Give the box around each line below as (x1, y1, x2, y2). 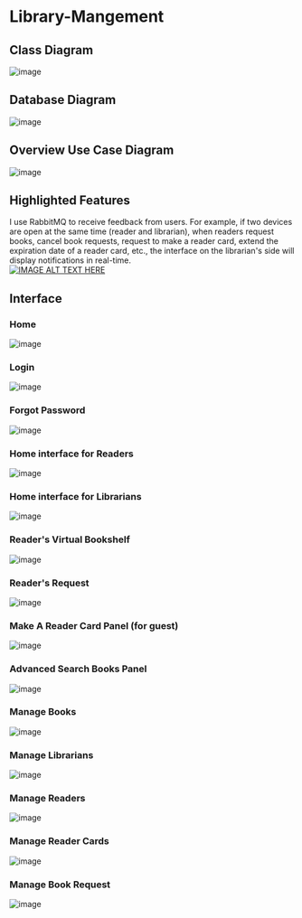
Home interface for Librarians (9, 490, 142, 502)
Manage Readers (9, 792, 86, 805)
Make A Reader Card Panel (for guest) (9, 619, 179, 632)
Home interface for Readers (9, 447, 134, 460)
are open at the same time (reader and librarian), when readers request (9, 226, 274, 237)
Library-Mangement (9, 6, 165, 27)
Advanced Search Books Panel (9, 662, 147, 675)
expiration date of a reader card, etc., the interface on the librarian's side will (9, 246, 295, 257)
